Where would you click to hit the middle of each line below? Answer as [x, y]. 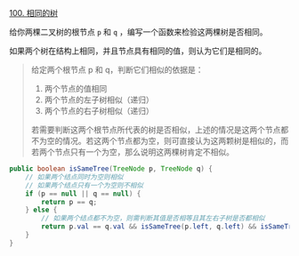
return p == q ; [69, 202]
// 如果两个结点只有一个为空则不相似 [85, 185]
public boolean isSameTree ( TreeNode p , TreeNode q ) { [111, 169]
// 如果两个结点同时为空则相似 [74, 177]
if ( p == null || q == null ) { [83, 194]
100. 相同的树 [33, 13]
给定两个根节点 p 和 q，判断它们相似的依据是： [117, 70]
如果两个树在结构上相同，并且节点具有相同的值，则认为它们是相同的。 [138, 51]
